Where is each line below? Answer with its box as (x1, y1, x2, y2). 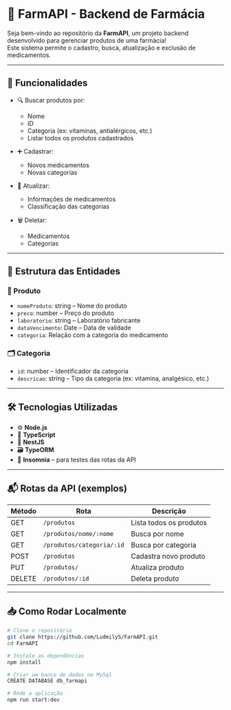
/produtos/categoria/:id (43, 541, 125, 549)
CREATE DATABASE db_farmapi (7, 678, 88, 685)
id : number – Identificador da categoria (16, 367, 129, 375)
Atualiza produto (131, 563, 184, 572)
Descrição (151, 506, 186, 516)
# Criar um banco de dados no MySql (7, 671, 112, 678)
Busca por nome (131, 529, 184, 539)
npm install (7, 658, 41, 666)
